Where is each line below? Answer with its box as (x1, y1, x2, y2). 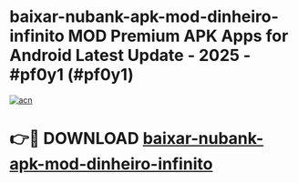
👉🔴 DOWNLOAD (9, 128, 139, 149)
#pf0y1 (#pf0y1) (9, 65, 134, 86)
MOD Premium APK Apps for (67, 25, 289, 46)
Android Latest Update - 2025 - (9, 46, 252, 66)
